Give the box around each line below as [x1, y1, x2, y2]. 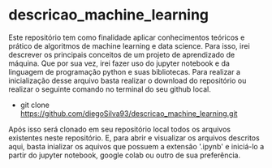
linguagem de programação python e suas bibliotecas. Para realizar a [8, 67, 241, 76]
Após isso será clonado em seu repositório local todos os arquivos [8, 124, 231, 134]
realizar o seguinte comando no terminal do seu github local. [8, 84, 211, 94]
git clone [19, 100, 50, 110]
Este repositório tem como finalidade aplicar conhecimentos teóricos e [8, 32, 245, 42]
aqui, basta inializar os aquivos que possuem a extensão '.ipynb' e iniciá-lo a [8, 141, 265, 151]
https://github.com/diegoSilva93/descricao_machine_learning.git [19, 108, 238, 118]
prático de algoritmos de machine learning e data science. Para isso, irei [8, 41, 250, 50]
